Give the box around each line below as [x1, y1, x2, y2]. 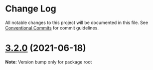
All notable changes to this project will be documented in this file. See [5, 19, 149, 25]
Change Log [5, 3, 56, 14]
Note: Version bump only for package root [5, 58, 92, 65]
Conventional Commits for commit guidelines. [5, 24, 99, 30]
